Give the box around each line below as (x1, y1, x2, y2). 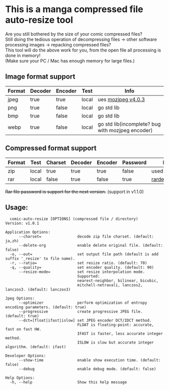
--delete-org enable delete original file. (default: (18, 243, 163, 248)
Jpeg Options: (5, 296, 35, 301)
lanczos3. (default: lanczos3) (5, 287, 71, 292)
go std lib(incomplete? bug (98, 120, 161, 127)
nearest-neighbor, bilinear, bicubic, (77, 278, 158, 284)
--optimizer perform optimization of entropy (18, 300, 147, 306)
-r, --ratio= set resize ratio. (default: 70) (10, 261, 147, 266)
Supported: (77, 274, 100, 279)
